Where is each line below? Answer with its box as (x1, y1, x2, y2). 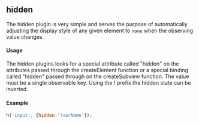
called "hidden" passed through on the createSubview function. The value (6, 73, 189, 80)
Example (6, 99, 29, 106)
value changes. (6, 33, 44, 41)
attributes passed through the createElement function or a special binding (6, 67, 189, 74)
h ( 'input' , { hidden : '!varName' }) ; (6, 113, 93, 119)
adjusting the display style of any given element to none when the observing (6, 27, 194, 34)
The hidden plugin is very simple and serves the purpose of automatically (6, 20, 188, 27)
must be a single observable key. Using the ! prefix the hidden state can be (6, 79, 191, 86)
